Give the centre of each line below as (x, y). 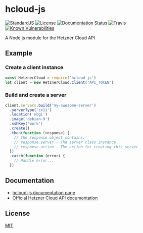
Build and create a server (36, 95)
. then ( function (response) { (40, 133)
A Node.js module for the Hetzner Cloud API (50, 38)
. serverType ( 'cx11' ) (31, 110)
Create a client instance (34, 67)
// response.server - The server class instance (65, 142)
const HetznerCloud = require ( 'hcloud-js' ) (51, 78)
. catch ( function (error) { (37, 156)
